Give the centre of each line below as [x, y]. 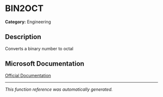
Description [23, 37]
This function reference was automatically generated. [59, 89]
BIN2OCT [24, 8]
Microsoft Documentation [45, 64]
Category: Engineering [28, 22]
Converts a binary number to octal [39, 48]
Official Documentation [28, 75]
